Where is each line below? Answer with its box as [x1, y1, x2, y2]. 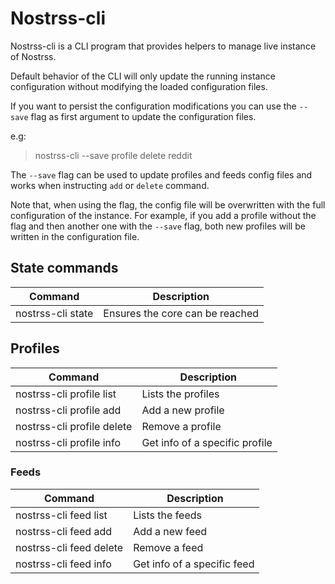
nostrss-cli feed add [15, 524, 112, 538]
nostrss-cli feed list [15, 508, 108, 522]
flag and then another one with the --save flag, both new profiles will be [10, 220, 306, 232]
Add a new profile [141, 403, 225, 417]
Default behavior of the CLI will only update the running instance [10, 70, 276, 82]
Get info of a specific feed [133, 557, 255, 571]
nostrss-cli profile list [15, 387, 117, 401]
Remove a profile [141, 419, 222, 433]
